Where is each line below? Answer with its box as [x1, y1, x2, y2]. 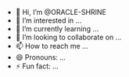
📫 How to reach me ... [15, 42, 88, 50]
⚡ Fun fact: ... [15, 61, 59, 71]
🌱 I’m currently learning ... [15, 24, 99, 33]
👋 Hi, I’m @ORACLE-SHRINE [15, 8, 107, 16]
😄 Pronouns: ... [15, 53, 66, 62]
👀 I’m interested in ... [15, 16, 82, 25]
